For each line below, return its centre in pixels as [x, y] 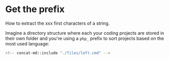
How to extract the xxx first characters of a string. [58, 23]
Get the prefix [35, 9]
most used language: [27, 43]
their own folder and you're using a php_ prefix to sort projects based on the [85, 38]
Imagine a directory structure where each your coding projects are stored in [85, 33]
